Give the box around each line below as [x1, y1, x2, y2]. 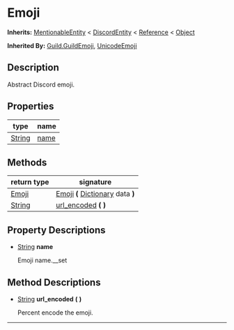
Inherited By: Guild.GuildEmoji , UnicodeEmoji [7, 41, 137, 50]
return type [10, 177, 49, 187]
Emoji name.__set [17, 256, 68, 264]
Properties [7, 100, 54, 112]
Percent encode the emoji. [17, 308, 93, 317]
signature [79, 177, 112, 187]
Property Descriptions [7, 224, 106, 236]
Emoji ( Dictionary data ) [55, 189, 135, 199]
